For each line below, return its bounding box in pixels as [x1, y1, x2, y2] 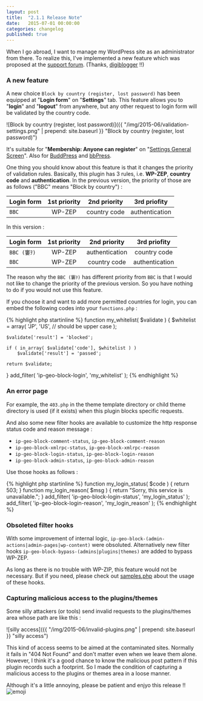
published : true [6, 32, 47, 38]
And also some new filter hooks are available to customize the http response [6, 419, 198, 426]
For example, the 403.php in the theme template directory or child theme [6, 401, 186, 408]
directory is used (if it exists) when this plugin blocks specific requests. [6, 407, 184, 415]
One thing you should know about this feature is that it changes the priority [6, 164, 193, 171]
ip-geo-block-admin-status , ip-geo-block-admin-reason [15, 456, 155, 464]
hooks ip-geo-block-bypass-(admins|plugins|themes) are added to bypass [6, 547, 193, 555]
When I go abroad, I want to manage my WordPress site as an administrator [6, 48, 195, 55]
